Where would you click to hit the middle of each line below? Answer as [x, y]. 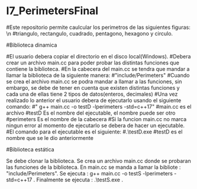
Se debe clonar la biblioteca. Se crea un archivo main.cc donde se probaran [98, 161]
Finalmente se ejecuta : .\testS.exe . [80, 180]
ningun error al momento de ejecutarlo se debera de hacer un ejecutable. [96, 125]
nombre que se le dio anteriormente [50, 138]
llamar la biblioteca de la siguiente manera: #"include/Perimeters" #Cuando [98, 75]
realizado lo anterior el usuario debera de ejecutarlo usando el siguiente [94, 100]
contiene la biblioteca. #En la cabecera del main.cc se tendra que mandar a [98, 69]
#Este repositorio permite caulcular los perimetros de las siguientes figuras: [98, 27]
